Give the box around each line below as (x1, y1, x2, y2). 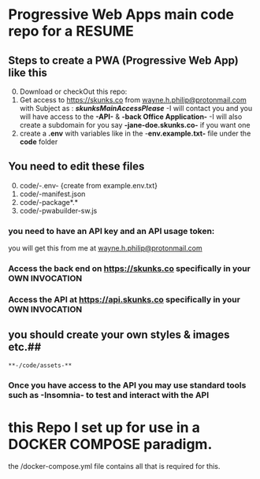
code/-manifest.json (19, 189, 86, 199)
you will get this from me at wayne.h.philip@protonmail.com (8, 243, 202, 253)
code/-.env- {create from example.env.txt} (19, 180, 158, 190)
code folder (19, 137, 58, 147)
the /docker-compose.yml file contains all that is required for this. (8, 461, 221, 470)
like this (8, 65, 47, 80)
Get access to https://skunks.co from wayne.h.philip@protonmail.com (19, 95, 247, 104)
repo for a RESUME (8, 22, 134, 40)
